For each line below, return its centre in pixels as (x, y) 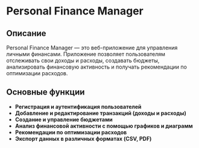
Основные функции (46, 92)
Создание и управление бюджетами (64, 119)
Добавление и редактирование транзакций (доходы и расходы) (101, 113)
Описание (26, 33)
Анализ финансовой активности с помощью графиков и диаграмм (104, 126)
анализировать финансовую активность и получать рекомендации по (96, 67)
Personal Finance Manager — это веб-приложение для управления (92, 48)
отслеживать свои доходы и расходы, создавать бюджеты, (83, 60)
